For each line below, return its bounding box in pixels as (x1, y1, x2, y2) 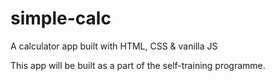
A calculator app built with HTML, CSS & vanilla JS (10, 40, 218, 52)
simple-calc (10, 7, 112, 30)
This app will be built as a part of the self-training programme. (10, 59, 266, 71)
